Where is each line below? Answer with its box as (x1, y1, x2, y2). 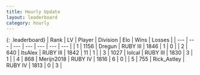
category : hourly (6, 20, 50, 26)
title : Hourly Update (6, 8, 61, 15)
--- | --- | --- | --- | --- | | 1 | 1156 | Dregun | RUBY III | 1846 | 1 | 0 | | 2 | (13, 43, 188, 50)
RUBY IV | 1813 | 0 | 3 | (6, 62, 62, 69)
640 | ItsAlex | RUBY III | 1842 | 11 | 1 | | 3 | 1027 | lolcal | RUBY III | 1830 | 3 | (6, 49, 193, 56)
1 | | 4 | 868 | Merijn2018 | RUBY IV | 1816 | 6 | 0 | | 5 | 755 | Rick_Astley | (6, 55, 185, 63)
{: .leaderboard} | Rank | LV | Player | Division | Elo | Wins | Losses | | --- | (6, 37, 188, 44)
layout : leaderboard (6, 14, 58, 20)
